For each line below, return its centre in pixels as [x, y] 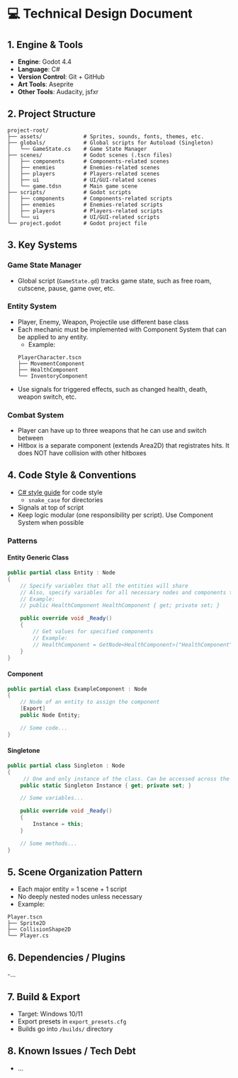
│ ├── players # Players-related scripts [85, 211]
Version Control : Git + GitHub [61, 76]
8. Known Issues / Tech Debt [72, 1051]
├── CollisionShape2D [39, 930]
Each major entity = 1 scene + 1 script [72, 889]
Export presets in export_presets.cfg [72, 1021]
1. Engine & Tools [45, 44]
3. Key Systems [42, 245]
